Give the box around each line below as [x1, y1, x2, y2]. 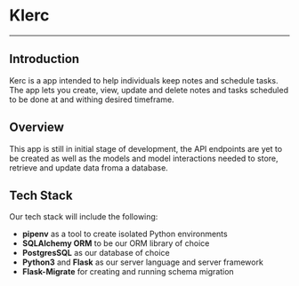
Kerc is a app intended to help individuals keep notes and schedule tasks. [9, 75, 279, 85]
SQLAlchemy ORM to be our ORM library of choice [21, 238, 210, 249]
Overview [9, 120, 65, 135]
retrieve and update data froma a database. [9, 162, 169, 173]
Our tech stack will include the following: [9, 211, 158, 222]
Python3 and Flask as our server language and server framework [21, 257, 264, 267]
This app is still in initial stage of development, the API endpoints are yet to [9, 143, 283, 154]
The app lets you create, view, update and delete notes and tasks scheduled [9, 84, 289, 95]
